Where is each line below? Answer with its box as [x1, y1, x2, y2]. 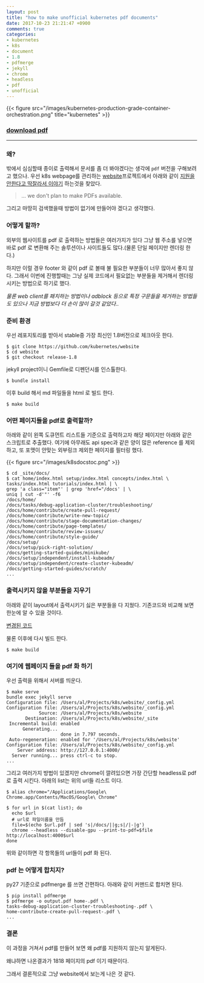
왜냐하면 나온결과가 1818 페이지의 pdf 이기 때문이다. [6, 957, 129, 964]
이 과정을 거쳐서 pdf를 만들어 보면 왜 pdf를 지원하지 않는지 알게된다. [6, 944, 166, 951]
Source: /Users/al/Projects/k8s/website [38, 710, 142, 716]
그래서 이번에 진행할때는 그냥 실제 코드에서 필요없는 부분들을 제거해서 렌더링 [14, 272, 194, 279]
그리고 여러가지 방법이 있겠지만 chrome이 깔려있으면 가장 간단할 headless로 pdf [6, 769, 197, 776]
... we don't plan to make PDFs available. [21, 192, 123, 200]
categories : [6, 32, 36, 38]
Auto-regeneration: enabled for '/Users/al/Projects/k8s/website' [8, 736, 180, 743]
